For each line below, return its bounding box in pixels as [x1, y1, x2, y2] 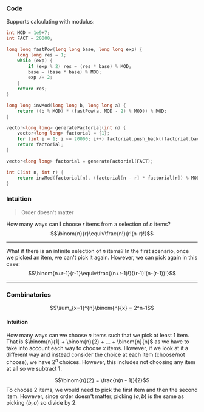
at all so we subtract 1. [6, 365, 63, 372]
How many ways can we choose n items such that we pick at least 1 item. [6, 332, 189, 339]
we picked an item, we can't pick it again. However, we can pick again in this [6, 254, 198, 261]
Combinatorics [6, 290, 52, 299]
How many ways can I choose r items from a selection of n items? [6, 220, 171, 228]
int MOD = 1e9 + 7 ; [6, 30, 50, 36]
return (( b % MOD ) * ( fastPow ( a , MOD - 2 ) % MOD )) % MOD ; [17, 108, 167, 114]
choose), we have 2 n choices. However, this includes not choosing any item [6, 357, 196, 365]
